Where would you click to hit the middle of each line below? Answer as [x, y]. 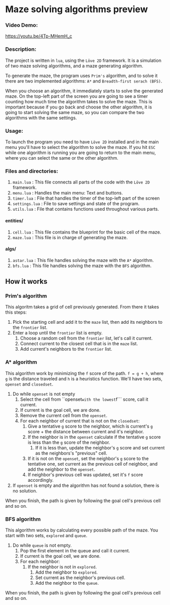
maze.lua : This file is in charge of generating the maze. [70, 237]
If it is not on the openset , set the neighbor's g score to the [88, 458]
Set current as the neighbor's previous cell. [80, 578]
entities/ [14, 220]
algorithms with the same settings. [41, 118]
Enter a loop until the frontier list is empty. [57, 333]
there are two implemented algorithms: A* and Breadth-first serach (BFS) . [84, 81]
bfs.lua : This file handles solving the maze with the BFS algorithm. [82, 266]
